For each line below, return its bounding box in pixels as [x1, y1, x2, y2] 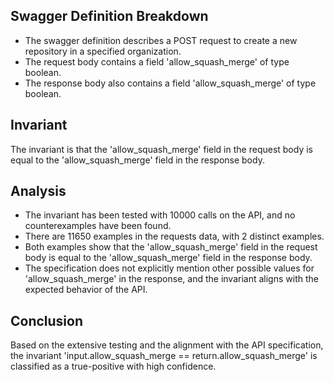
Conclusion [10, 312, 84, 329]
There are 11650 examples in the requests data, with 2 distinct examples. [24, 230, 325, 243]
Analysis [10, 183, 67, 200]
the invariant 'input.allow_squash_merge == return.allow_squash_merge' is [10, 350, 318, 362]
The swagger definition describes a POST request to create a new [24, 34, 298, 46]
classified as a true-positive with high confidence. [10, 360, 217, 373]
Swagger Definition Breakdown [10, 8, 209, 25]
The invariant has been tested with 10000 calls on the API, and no [24, 209, 296, 221]
